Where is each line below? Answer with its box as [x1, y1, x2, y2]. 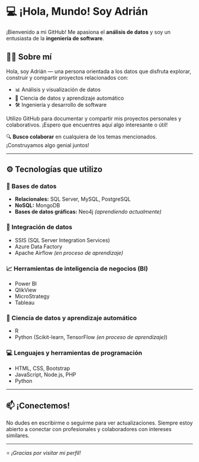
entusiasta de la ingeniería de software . [6, 34, 105, 42]
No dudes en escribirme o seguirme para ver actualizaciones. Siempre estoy [6, 419, 193, 426]
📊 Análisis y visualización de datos [14, 86, 101, 93]
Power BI [14, 280, 37, 287]
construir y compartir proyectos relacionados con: [6, 74, 129, 81]
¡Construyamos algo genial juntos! [6, 141, 90, 148]
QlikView [14, 286, 37, 294]
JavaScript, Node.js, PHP [14, 371, 76, 378]
